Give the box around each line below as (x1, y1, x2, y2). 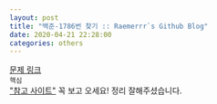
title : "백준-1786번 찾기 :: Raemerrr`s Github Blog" (9, 22, 209, 31)
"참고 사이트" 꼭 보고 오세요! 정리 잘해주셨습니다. (9, 85, 182, 96)
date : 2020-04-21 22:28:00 (9, 30, 112, 39)
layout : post (9, 13, 59, 23)
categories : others (9, 38, 84, 48)
